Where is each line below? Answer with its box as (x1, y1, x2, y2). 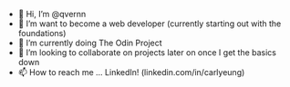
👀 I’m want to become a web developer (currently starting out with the (17, 18, 282, 29)
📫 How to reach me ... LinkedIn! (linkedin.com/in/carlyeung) (17, 67, 245, 77)
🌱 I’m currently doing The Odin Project (17, 37, 162, 48)
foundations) (17, 28, 67, 38)
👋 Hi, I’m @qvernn (17, 9, 87, 19)
